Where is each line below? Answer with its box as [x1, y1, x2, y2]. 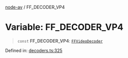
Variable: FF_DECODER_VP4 [5, 22, 124, 33]
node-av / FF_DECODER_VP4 [5, 4, 65, 10]
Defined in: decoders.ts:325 [5, 47, 63, 54]
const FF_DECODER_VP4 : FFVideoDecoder [17, 38, 103, 44]
